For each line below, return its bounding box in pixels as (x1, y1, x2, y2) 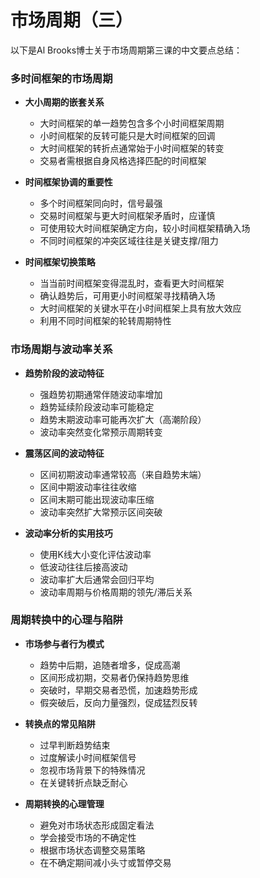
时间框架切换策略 (24, 256, 96, 268)
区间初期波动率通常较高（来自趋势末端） (39, 468, 207, 480)
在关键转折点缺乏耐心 (39, 776, 128, 788)
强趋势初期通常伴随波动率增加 (39, 388, 163, 400)
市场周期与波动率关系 (10, 342, 113, 356)
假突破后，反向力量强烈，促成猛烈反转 (39, 696, 198, 708)
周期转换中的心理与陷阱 (10, 613, 123, 627)
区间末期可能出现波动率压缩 (39, 493, 155, 505)
